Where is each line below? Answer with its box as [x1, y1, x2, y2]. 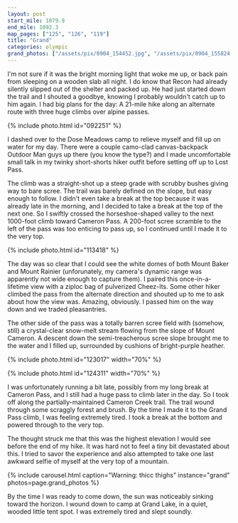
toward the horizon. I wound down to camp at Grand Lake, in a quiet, [7, 500, 208, 508]
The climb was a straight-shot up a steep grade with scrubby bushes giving [7, 179, 229, 187]
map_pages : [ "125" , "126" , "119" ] [7, 30, 110, 38]
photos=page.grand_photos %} [7, 478, 99, 487]
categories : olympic [7, 43, 69, 51]
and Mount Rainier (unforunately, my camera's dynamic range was [7, 267, 202, 275]
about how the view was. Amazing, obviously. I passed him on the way [7, 297, 215, 306]
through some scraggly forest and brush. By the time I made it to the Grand [7, 405, 227, 413]
